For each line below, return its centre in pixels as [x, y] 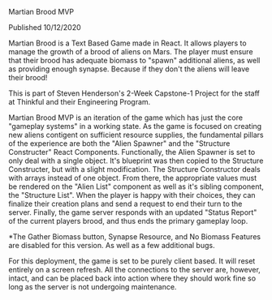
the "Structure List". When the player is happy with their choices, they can [132, 195]
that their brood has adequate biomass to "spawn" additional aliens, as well [134, 60]
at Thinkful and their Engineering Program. [80, 102]
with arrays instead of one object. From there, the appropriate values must [133, 178]
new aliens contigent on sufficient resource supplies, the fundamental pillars [136, 135]
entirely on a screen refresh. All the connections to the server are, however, [135, 270]
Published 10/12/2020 [45, 27]
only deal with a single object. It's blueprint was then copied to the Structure [136, 161]
